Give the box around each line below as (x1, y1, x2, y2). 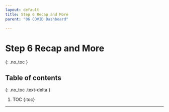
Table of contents (5, 73, 61, 82)
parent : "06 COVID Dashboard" (5, 16, 69, 21)
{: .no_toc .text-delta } (5, 87, 51, 93)
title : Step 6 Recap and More (5, 12, 69, 17)
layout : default (5, 7, 39, 12)
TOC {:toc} (12, 96, 35, 102)
